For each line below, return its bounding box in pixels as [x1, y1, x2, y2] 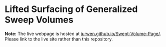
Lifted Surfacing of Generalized [5, 3, 138, 15]
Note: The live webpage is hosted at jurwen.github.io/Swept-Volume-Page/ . [5, 30, 161, 36]
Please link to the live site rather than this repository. [5, 36, 113, 42]
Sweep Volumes [5, 14, 74, 25]
